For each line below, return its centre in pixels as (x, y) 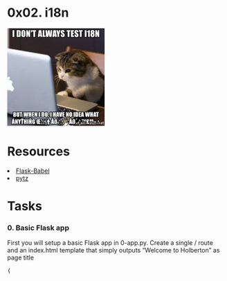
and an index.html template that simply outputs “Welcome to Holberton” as (113, 250)
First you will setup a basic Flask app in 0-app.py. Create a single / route (110, 243)
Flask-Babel (33, 171)
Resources (39, 152)
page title (21, 257)
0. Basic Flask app (38, 228)
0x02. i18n (38, 13)
